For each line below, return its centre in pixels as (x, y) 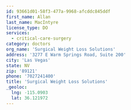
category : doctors (28, 44)
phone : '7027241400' (31, 76)
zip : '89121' (22, 71)
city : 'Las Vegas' (28, 60)
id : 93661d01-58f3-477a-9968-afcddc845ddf (58, 11)
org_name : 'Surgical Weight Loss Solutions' (61, 49)
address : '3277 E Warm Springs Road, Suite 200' (66, 55)
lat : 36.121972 (30, 98)
